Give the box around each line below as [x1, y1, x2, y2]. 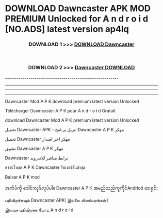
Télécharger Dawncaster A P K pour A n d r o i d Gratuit [5, 108, 116, 113]
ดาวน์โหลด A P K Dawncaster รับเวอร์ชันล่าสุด [5, 164, 85, 170]
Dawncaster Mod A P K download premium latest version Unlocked [5, 98, 139, 104]
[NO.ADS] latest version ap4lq [5, 24, 130, 35]
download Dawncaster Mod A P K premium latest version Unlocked [5, 117, 139, 123]
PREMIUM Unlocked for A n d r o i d [5, 13, 148, 24]
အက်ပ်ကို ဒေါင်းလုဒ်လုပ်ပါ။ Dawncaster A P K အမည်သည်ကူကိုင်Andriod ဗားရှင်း [5, 185, 158, 191]
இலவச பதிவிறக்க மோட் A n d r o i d [5, 207, 74, 213]
